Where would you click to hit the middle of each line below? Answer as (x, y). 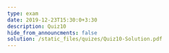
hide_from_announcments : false (52, 33)
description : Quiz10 (37, 26)
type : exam (23, 13)
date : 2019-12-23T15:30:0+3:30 (52, 20)
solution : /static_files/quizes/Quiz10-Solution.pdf (85, 39)
